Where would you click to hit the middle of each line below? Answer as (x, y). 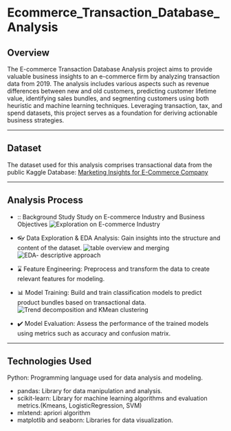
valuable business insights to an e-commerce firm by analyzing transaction (113, 76)
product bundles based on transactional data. (81, 302)
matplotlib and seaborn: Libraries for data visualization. (95, 420)
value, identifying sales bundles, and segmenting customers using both (108, 98)
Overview (29, 53)
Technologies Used (49, 361)
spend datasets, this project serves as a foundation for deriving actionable (112, 113)
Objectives (32, 224)
